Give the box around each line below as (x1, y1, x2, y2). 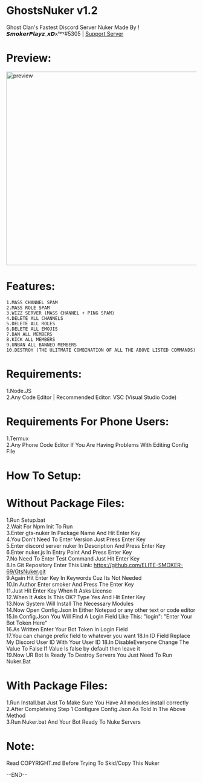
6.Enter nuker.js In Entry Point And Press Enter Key (6, 548, 132, 556)
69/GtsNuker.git (6, 568, 47, 575)
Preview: (6, 51, 51, 65)
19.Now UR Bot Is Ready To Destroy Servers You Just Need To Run (6, 651, 172, 658)
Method (6, 712, 26, 719)
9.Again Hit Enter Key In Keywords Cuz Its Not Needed (6, 574, 142, 581)
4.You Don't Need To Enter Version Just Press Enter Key (6, 536, 146, 543)
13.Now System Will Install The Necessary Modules (6, 600, 134, 607)
